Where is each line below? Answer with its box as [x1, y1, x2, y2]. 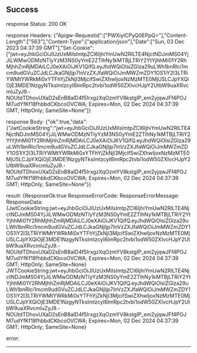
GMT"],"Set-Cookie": [43, 44, 94, 51]
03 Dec [167, 38, 185, 45]
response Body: [6, 118, 45, 125]
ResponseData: [6, 198, 43, 205]
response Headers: [6, 32, 53, 39]
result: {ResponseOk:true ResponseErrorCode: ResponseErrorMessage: [6, 192, 180, 199]
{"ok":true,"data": [45, 118, 88, 125]
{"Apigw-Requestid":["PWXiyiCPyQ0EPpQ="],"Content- [53, 32, 188, 39]
